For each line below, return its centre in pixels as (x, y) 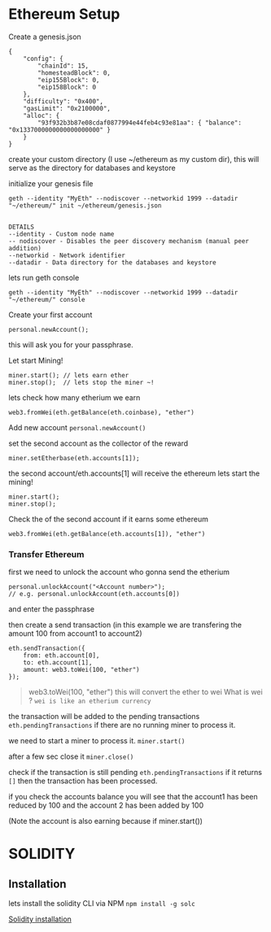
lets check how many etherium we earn (74, 397)
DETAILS (22, 227)
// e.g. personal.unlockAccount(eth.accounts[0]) (94, 594)
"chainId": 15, (63, 66)
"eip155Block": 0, (69, 80)
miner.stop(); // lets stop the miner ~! (81, 382)
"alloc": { (42, 115)
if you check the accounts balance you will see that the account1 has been (133, 797)
